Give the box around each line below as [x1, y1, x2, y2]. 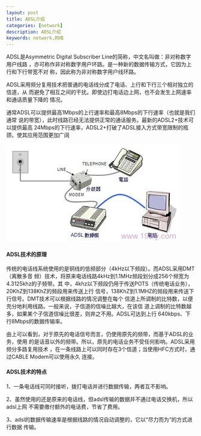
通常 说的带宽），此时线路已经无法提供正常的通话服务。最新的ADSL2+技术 [6, 116, 189, 123]
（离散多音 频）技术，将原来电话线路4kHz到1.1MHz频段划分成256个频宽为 [6, 273, 190, 280]
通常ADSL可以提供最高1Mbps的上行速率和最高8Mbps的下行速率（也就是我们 [6, 109, 196, 116]
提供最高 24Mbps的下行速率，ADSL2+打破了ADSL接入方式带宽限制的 [11, 124, 184, 131]
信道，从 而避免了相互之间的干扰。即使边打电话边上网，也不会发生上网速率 [6, 89, 192, 96]
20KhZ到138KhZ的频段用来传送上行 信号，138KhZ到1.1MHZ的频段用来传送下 [6, 288, 194, 295]
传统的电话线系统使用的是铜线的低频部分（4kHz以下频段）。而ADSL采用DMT [6, 265, 195, 272]
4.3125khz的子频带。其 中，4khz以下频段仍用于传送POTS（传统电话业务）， [6, 280, 194, 287]
